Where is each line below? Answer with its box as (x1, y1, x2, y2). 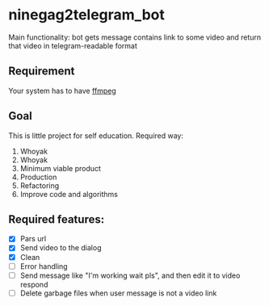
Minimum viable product (19, 163, 101, 173)
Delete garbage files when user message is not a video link (19, 288, 217, 298)
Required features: (8, 212, 105, 226)
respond (19, 279, 48, 289)
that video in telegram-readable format (8, 40, 137, 50)
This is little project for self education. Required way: (8, 131, 184, 140)
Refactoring (19, 180, 60, 191)
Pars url (19, 234, 47, 244)
